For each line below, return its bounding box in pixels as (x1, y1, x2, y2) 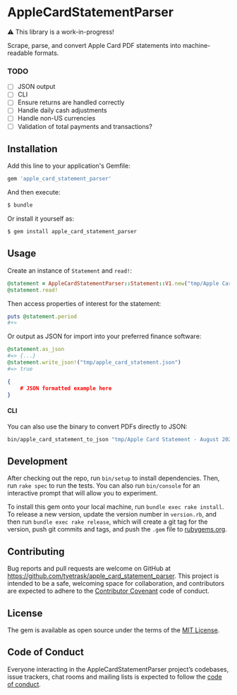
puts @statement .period (7, 313, 78, 320)
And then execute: (7, 188, 61, 197)
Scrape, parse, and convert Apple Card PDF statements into (7, 41, 181, 49)
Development (7, 455, 68, 467)
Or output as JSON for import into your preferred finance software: (7, 332, 202, 340)
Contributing (7, 546, 65, 558)
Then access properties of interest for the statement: (7, 299, 162, 307)
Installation (7, 143, 58, 155)
